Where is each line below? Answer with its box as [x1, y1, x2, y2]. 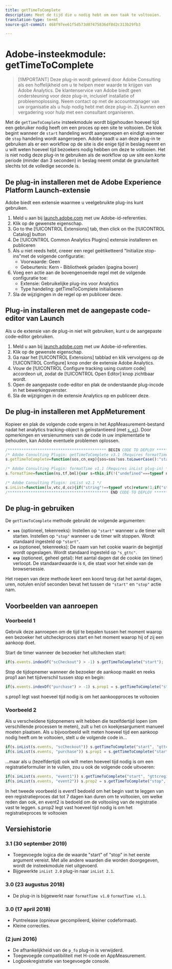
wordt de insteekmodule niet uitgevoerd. [12, 863, 98, 869]
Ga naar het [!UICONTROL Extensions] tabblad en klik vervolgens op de [12, 354, 164, 360]
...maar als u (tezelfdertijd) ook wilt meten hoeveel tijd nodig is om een [5, 758, 154, 764]
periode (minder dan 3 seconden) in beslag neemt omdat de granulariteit [5, 157, 159, 163]
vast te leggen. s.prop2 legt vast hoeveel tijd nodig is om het [5, 804, 133, 810]
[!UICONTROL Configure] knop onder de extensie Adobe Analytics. [12, 359, 155, 365]
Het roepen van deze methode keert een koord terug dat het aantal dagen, [5, 576, 162, 582]
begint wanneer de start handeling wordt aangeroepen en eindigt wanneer [5, 130, 164, 136]
